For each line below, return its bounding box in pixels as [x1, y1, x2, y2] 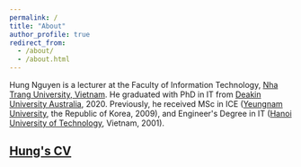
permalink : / [9, 13, 58, 22]
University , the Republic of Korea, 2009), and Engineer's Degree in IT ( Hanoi [9, 109, 292, 119]
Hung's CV [9, 144, 72, 159]
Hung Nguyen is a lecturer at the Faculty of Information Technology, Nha [9, 80, 279, 90]
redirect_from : [9, 38, 66, 48]
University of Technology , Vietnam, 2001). [9, 118, 164, 128]
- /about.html [17, 55, 70, 64]
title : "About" [9, 22, 66, 31]
